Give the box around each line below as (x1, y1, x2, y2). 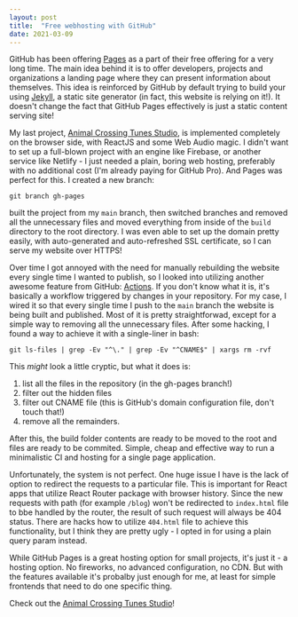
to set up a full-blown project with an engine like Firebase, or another (9, 146, 262, 157)
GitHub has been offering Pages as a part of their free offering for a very (9, 54, 274, 65)
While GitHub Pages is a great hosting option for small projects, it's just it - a (9, 552, 288, 564)
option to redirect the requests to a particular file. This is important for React (9, 479, 288, 489)
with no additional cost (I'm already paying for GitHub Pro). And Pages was (9, 165, 283, 176)
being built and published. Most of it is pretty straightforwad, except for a (9, 310, 277, 320)
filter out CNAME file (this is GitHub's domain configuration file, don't (21, 397, 275, 408)
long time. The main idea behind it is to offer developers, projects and (9, 63, 263, 74)
